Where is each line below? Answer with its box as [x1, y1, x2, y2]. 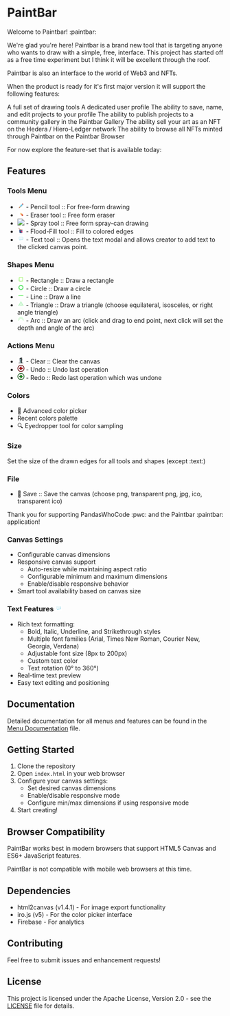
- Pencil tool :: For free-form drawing [25, 202, 130, 211]
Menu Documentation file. [7, 724, 81, 732]
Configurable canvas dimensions [16, 551, 111, 559]
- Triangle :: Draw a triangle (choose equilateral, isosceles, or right [25, 301, 214, 309]
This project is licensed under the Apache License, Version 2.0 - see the [7, 994, 211, 1002]
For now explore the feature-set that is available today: [7, 145, 162, 154]
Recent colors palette [16, 414, 78, 422]
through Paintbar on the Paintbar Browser [7, 132, 125, 140]
